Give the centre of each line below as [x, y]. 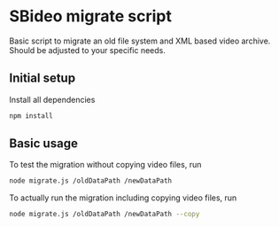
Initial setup [43, 78]
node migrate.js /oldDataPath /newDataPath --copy [105, 215]
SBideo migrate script [91, 16]
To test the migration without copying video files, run [105, 165]
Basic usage [43, 144]
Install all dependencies [52, 99]
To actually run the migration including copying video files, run [123, 198]
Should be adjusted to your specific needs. [87, 50]
